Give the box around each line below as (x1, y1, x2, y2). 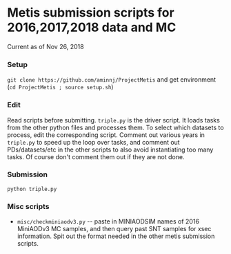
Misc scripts (7, 201, 50, 211)
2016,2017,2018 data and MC (7, 19, 177, 35)
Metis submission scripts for (7, 5, 174, 21)
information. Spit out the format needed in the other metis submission (17, 232, 215, 240)
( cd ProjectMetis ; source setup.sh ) (7, 83, 114, 91)
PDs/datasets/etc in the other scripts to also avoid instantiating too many (7, 145, 214, 154)
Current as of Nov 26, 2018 (7, 42, 84, 51)
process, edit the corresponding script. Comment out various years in (7, 130, 205, 139)
